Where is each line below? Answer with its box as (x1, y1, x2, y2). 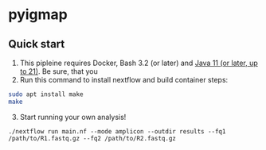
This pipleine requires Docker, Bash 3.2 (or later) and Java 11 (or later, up (19, 58, 259, 67)
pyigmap (8, 6, 68, 24)
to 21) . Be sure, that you (19, 67, 98, 76)
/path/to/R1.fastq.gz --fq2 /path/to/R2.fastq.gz (8, 134, 177, 142)
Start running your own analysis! (19, 112, 127, 121)
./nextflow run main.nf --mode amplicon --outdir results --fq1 (8, 127, 226, 136)
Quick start (8, 37, 65, 51)
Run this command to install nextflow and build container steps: (19, 75, 229, 84)
